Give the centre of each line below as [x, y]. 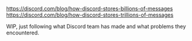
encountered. [23, 33]
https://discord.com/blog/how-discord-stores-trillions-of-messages [90, 15]
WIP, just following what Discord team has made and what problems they [96, 26]
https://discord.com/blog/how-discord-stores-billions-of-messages [90, 9]
